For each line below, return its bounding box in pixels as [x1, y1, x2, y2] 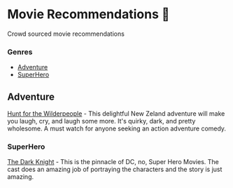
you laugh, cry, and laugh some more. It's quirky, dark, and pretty [7, 117, 196, 126]
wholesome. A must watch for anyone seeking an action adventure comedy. [7, 124, 226, 133]
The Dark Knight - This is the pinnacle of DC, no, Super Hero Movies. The [7, 158, 219, 166]
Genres [7, 47, 33, 57]
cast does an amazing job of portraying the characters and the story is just [7, 165, 223, 174]
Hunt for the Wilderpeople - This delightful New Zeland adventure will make [7, 109, 225, 118]
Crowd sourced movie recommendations [7, 29, 125, 38]
